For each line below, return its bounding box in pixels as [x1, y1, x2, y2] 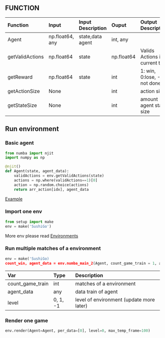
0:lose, [140, 73, 156, 80]
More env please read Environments [5, 233, 79, 239]
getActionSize [7, 88, 40, 94]
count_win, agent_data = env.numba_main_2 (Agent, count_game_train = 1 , [5, 261, 157, 266]
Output [140, 18, 157, 25]
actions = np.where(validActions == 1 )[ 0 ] [14, 178, 98, 183]
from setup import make [5, 219, 54, 224]
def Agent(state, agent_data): [5, 169, 69, 174]
